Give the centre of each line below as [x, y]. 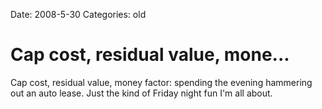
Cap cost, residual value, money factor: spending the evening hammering [161, 82]
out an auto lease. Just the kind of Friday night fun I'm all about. [141, 93]
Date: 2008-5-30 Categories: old [78, 14]
